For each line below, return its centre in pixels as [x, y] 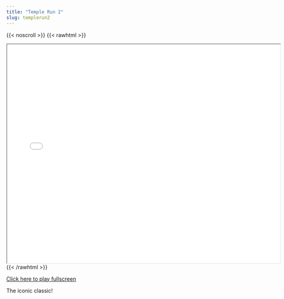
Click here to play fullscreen [41, 279]
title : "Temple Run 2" [35, 12]
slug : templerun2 [28, 18]
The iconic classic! [30, 290]
